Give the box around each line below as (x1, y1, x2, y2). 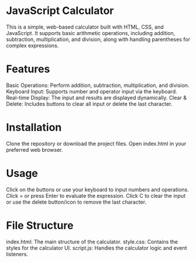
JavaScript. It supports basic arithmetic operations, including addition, (6, 29, 176, 36)
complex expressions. (6, 42, 59, 49)
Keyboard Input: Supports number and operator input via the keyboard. (6, 88, 177, 95)
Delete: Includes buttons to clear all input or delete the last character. (6, 100, 173, 107)
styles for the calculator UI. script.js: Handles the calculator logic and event (6, 244, 187, 251)
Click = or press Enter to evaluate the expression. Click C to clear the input (6, 192, 186, 199)
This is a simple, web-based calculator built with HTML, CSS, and (6, 23, 164, 30)
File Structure (6, 219, 74, 232)
